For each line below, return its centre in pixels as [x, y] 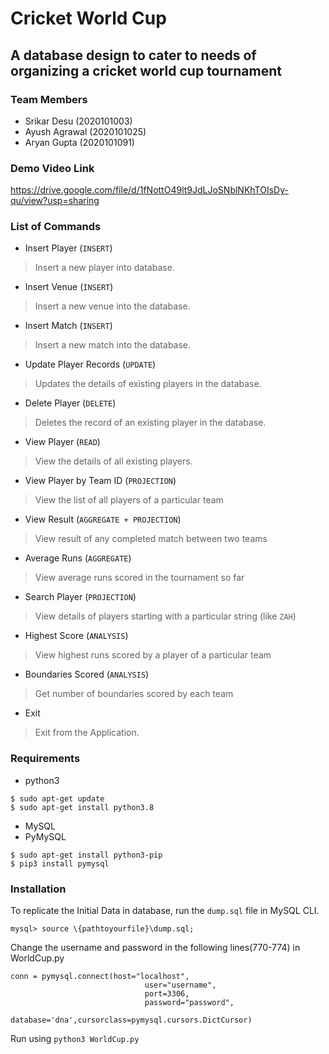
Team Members [49, 99]
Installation [38, 889]
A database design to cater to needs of [133, 55]
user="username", [180, 985]
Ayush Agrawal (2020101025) [85, 131]
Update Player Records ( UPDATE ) [90, 364]
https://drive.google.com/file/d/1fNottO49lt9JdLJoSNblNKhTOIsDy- [149, 190]
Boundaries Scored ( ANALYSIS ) [87, 674]
